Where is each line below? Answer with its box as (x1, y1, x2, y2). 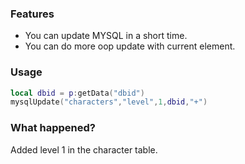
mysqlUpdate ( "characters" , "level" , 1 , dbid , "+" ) (10, 97, 208, 107)
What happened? (10, 121, 96, 135)
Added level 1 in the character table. (10, 143, 158, 156)
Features (10, 7, 55, 21)
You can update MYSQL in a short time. (24, 30, 188, 42)
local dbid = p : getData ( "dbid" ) (10, 88, 145, 98)
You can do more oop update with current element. (24, 40, 236, 52)
